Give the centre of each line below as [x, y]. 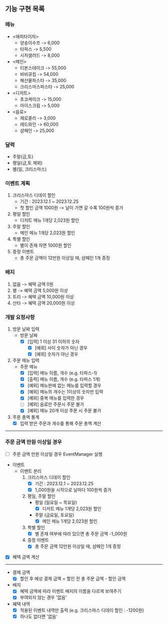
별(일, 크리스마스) [29, 169]
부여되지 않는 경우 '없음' [43, 597]
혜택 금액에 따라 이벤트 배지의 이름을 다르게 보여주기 [70, 591]
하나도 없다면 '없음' [38, 616]
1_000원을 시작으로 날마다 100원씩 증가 [73, 490]
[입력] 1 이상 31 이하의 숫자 [53, 341]
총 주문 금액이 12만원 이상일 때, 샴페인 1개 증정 [65, 258]
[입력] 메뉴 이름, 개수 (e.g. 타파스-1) [62, 373]
